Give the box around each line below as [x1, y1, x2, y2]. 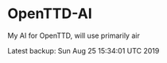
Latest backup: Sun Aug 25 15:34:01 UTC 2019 [7, 46, 160, 55]
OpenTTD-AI [7, 5, 92, 23]
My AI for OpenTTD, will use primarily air [7, 31, 140, 40]
